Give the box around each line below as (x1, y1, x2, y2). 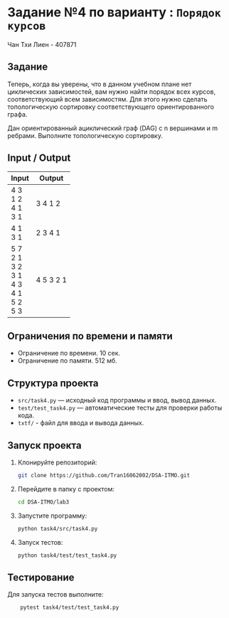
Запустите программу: (17, 511, 87, 520)
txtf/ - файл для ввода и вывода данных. (17, 419, 144, 427)
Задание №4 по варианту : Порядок (7, 4, 222, 21)
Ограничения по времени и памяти (7, 330, 173, 342)
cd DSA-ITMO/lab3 (17, 499, 70, 506)
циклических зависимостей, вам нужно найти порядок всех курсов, (7, 87, 215, 96)
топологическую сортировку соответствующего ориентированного (7, 102, 215, 111)
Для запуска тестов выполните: (7, 590, 104, 599)
